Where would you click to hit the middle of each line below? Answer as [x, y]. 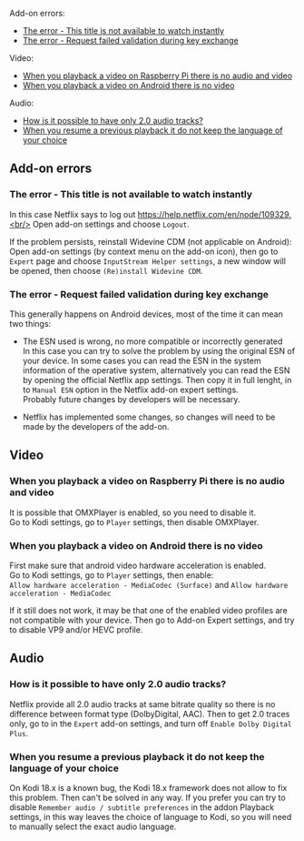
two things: [30, 323]
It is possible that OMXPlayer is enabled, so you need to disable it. [133, 512]
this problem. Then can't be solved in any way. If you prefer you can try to [147, 797]
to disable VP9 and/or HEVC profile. [76, 629]
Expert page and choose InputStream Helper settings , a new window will [147, 261]
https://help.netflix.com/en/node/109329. [215, 214]
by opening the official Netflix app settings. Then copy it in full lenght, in [157, 380]
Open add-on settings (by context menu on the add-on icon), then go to [144, 251]
